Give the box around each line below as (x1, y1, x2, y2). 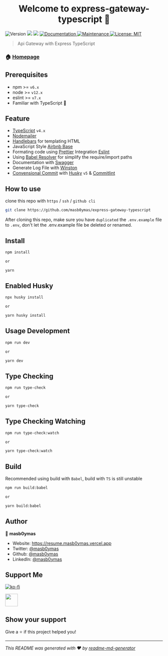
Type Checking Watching (5, 417, 86, 426)
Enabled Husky (5, 282, 53, 290)
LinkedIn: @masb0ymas (12, 556, 62, 562)
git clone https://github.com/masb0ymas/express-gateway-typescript (5, 208, 151, 213)
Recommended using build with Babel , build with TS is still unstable (5, 476, 142, 482)
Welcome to (18, 3, 69, 15)
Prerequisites (5, 71, 48, 79)
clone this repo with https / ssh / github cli (5, 198, 96, 204)
